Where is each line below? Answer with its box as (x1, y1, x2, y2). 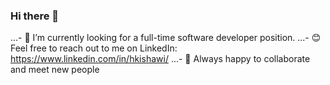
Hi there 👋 (10, 9, 60, 23)
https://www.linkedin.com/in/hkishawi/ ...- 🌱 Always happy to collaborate (10, 53, 311, 65)
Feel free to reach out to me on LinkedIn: (10, 42, 178, 54)
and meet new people (10, 64, 100, 76)
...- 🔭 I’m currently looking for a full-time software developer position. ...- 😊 (10, 32, 322, 44)
